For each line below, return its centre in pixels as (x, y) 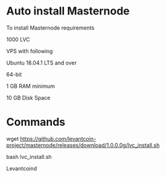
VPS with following (30, 51)
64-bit (14, 74)
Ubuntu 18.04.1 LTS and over (42, 63)
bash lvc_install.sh (29, 157)
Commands (36, 122)
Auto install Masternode (68, 11)
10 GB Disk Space (28, 98)
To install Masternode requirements (50, 28)
